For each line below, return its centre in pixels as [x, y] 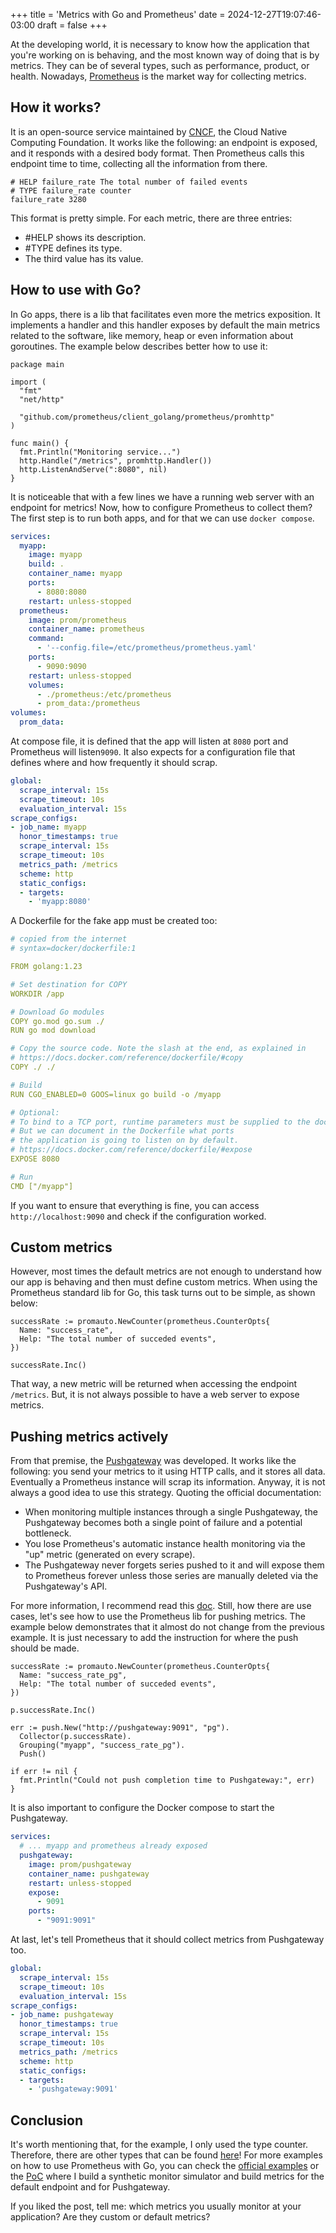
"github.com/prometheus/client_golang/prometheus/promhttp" [147, 417]
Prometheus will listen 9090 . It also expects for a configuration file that [153, 752]
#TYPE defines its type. [73, 248]
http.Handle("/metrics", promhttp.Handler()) [116, 460]
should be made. [45, 1648]
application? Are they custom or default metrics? [110, 2217]
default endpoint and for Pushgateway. [90, 2187]
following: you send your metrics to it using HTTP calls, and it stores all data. [168, 1471]
